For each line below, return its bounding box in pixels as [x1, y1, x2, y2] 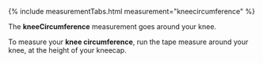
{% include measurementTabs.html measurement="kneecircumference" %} [8, 7, 256, 16]
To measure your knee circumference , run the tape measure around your [8, 37, 249, 46]
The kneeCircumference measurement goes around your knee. [8, 22, 216, 31]
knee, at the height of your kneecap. [8, 46, 127, 54]
